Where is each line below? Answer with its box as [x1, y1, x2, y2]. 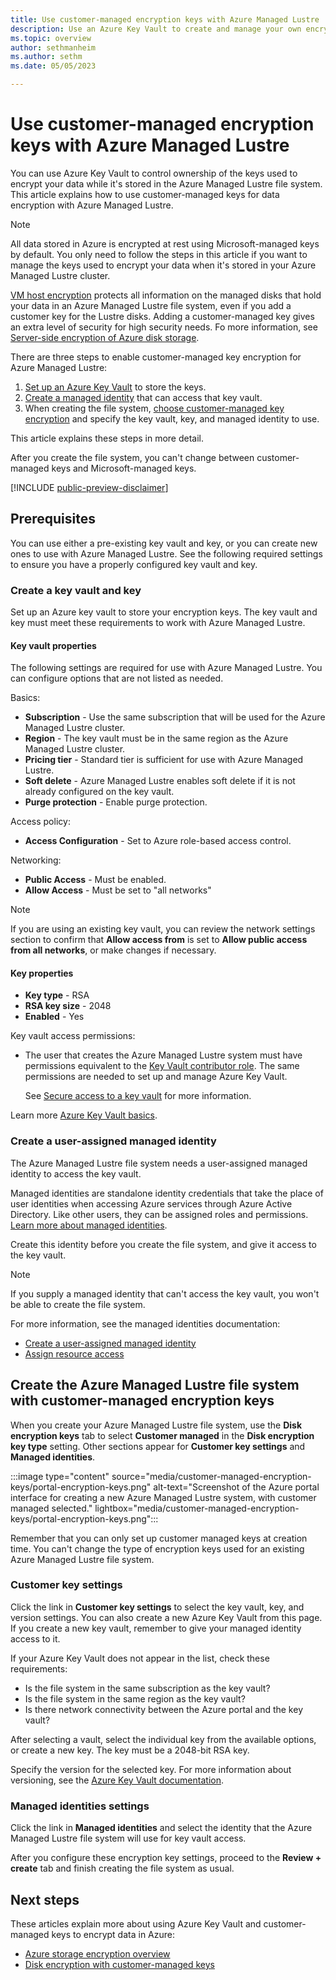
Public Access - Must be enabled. [24, 874, 167, 886]
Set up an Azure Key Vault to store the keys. [24, 381, 207, 393]
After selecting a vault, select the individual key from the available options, [10, 1733, 317, 1745]
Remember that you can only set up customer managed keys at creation [10, 1532, 308, 1544]
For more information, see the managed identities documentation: [10, 1317, 281, 1330]
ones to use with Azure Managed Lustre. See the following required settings [10, 547, 323, 560]
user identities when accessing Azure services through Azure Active [10, 1197, 293, 1210]
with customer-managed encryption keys [10, 1392, 275, 1410]
